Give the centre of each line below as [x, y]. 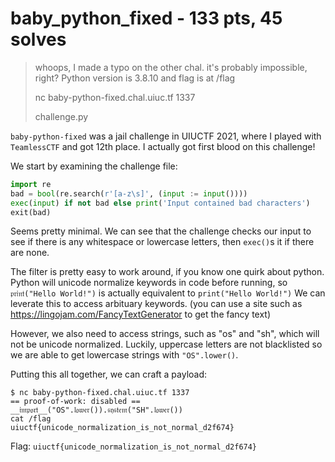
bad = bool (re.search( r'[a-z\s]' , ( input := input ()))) [129, 193]
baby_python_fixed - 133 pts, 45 [146, 18]
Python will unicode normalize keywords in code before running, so [149, 283]
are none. [30, 253]
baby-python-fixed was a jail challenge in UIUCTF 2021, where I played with [166, 136]
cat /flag [31, 419]
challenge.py [61, 116]
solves [38, 39]
